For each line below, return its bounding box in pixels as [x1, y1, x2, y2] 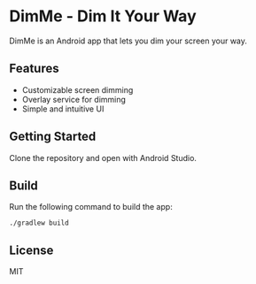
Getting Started [9, 129, 97, 144]
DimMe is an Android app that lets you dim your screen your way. [9, 35, 248, 46]
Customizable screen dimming [21, 84, 134, 95]
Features [9, 61, 59, 76]
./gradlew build [9, 219, 69, 227]
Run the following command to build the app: [9, 202, 173, 212]
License [9, 242, 54, 257]
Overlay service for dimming [21, 94, 127, 104]
